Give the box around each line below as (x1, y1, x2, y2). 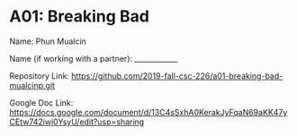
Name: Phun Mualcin (9, 36, 87, 47)
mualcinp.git (9, 80, 56, 90)
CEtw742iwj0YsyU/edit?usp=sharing (9, 116, 145, 127)
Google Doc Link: (9, 97, 74, 108)
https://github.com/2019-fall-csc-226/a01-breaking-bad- (71, 70, 283, 81)
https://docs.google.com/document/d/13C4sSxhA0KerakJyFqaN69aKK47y (9, 106, 288, 117)
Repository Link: (9, 70, 70, 81)
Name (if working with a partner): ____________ (9, 53, 178, 64)
